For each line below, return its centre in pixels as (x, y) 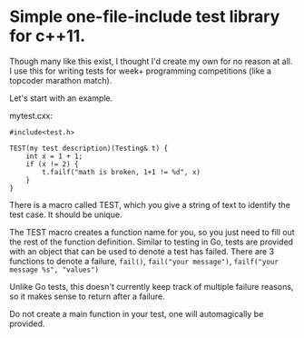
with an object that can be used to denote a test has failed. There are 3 (142, 251)
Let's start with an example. (61, 98)
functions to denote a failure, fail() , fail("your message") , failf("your (144, 261)
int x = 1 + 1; (54, 156)
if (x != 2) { (52, 164)
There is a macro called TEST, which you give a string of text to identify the (150, 204)
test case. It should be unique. (66, 214)
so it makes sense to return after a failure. (87, 296)
